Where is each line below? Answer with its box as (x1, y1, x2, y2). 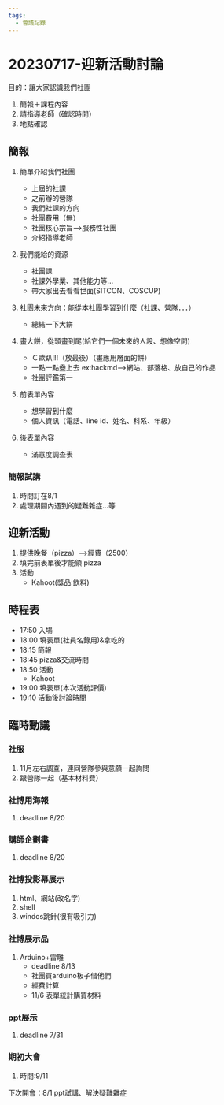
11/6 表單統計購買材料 (31, 991, 101, 1000)
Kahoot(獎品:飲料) (31, 578, 90, 587)
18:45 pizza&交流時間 (19, 655, 89, 664)
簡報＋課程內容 (19, 99, 68, 109)
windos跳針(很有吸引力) (19, 911, 97, 921)
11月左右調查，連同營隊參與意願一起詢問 (19, 763, 150, 772)
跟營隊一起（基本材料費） (19, 773, 103, 783)
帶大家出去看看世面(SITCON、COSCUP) (31, 286, 161, 296)
